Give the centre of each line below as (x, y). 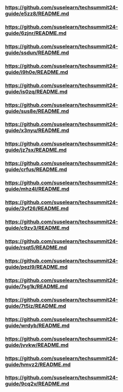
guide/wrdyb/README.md (37, 325)
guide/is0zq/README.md (36, 92)
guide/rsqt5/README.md (36, 247)
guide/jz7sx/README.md (36, 150)
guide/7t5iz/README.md (36, 306)
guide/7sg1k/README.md (36, 286)
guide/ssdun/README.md (37, 53)
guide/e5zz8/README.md (37, 13)
